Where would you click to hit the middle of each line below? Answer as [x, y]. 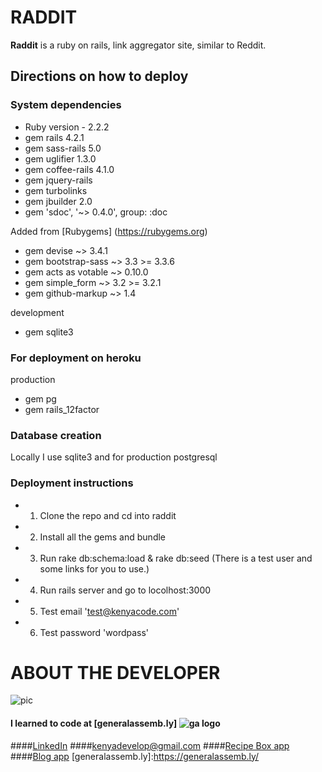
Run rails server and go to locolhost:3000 [125, 590]
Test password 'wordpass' [94, 632]
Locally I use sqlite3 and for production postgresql [114, 457]
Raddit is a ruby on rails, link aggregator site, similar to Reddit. [138, 45]
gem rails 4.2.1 [54, 137]
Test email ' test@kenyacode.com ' [109, 611]
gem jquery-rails [58, 180]
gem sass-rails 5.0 [63, 148]
